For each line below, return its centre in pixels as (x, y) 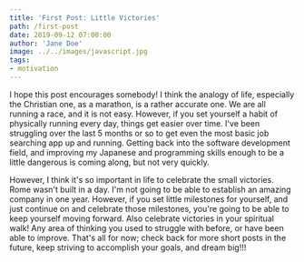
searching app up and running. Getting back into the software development (150, 143)
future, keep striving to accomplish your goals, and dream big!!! (128, 247)
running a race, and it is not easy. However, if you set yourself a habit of (144, 114)
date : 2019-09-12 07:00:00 (60, 35)
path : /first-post (44, 26)
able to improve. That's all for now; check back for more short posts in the (148, 237)
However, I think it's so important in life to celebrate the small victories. (142, 179)
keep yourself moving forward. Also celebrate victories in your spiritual (142, 218)
